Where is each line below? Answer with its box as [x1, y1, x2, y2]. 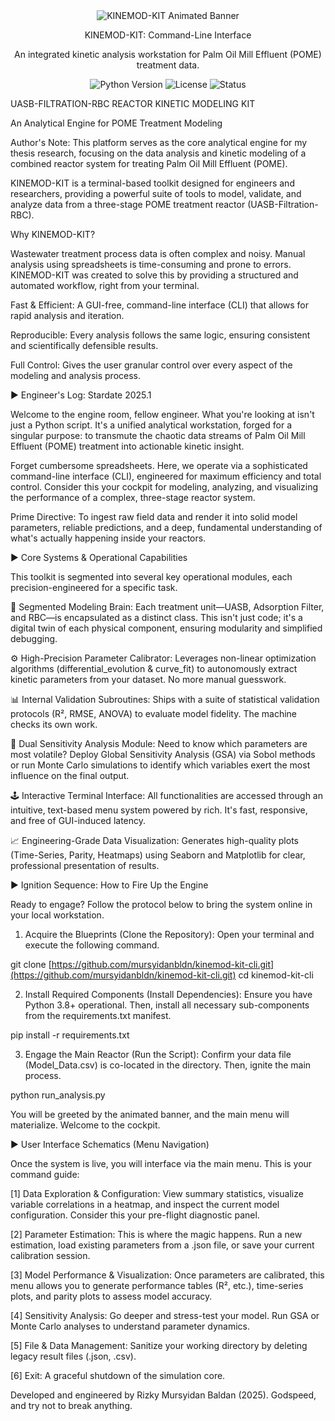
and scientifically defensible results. [10, 340, 159, 351]
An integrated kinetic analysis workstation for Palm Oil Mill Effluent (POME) [14, 49, 322, 60]
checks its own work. [10, 719, 98, 730]
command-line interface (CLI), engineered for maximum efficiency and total [10, 470, 322, 482]
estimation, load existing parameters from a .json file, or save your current [10, 1239, 315, 1251]
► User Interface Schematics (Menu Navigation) [10, 1139, 210, 1150]
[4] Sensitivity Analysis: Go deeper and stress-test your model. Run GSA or [10, 1310, 320, 1321]
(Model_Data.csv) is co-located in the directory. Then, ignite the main [24, 1059, 312, 1071]
